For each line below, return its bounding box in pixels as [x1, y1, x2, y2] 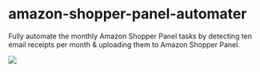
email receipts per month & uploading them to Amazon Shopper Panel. [8, 39, 240, 49]
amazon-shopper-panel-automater [8, 5, 247, 23]
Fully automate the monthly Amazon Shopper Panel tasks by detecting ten [8, 31, 253, 41]
